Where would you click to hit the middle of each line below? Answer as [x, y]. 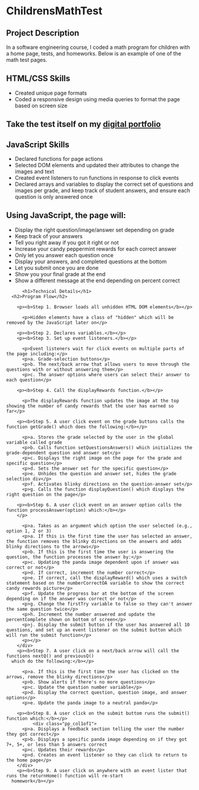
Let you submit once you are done [57, 268]
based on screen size [41, 105]
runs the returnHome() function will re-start [65, 776]
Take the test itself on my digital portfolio [84, 124]
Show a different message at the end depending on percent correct [97, 280]
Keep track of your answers [49, 236]
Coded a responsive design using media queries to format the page [97, 99]
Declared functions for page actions [59, 159]
